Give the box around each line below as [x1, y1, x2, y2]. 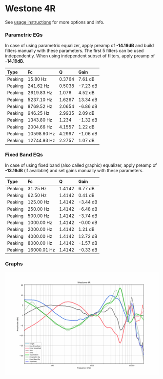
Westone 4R [5, 3, 56, 14]
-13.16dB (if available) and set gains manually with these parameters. [5, 168, 144, 174]
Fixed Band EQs [5, 151, 43, 158]
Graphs [5, 260, 23, 267]
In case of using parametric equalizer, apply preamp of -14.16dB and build [5, 43, 154, 49]
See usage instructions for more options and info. [5, 19, 105, 25]
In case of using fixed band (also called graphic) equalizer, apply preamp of [5, 162, 157, 168]
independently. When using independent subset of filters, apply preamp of [5, 53, 155, 59]
